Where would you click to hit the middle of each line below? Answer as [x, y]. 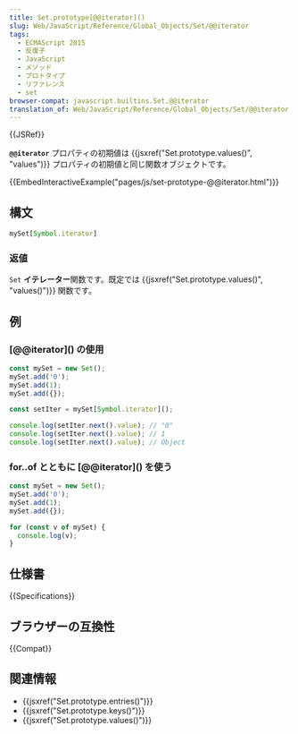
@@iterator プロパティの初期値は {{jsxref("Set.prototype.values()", [131, 153]
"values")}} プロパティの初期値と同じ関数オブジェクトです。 [120, 164]
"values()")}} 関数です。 [53, 291]
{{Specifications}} [42, 596]
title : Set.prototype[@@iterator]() [77, 17]
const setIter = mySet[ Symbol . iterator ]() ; [91, 410]
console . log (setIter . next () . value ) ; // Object [97, 443]
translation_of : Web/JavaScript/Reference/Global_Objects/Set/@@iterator [149, 109]
